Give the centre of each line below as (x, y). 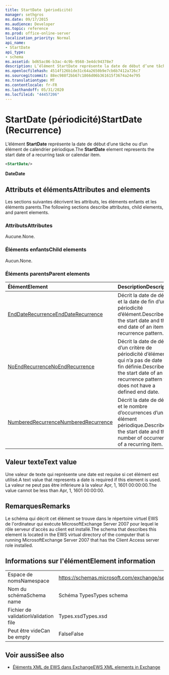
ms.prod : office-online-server (38, 33)
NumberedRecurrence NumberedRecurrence (60, 422)
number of (130, 438)
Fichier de (20, 610)
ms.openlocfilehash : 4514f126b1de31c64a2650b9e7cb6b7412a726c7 (73, 71)
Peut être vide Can (29, 631)
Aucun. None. (19, 261)
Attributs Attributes (29, 225)
